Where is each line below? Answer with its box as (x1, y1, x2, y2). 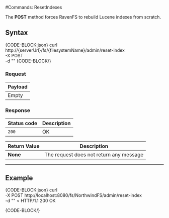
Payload (8, 83, 28, 90)
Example (5, 173, 33, 182)
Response (5, 107, 30, 114)
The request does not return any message (44, 151, 144, 158)
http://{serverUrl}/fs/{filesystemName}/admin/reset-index (5, 47, 125, 53)
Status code (8, 120, 38, 127)
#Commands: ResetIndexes (5, 5, 62, 10)
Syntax (5, 29, 28, 37)
